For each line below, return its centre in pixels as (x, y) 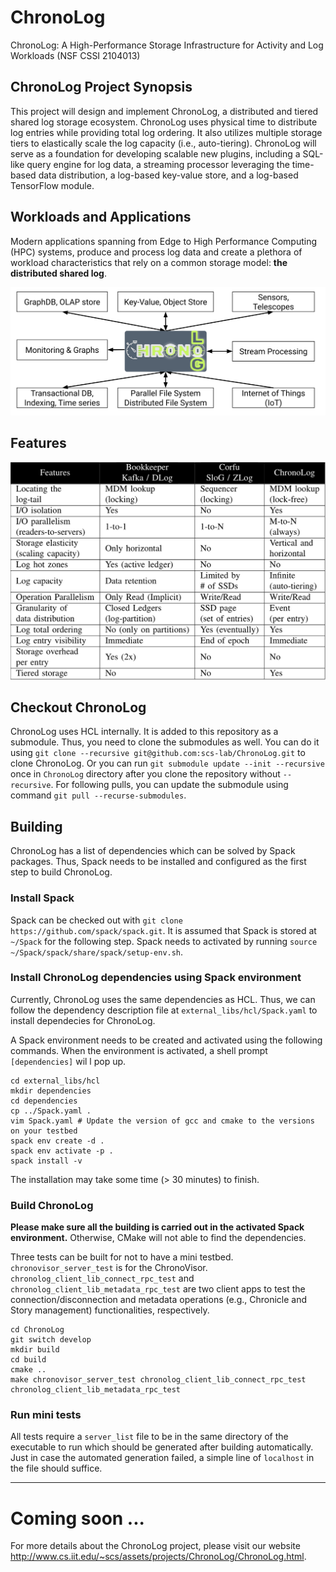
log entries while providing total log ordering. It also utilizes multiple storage (166, 132)
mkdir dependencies (51, 1091)
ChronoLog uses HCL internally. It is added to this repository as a (144, 732)
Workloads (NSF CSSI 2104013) (75, 55)
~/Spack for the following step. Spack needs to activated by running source (164, 941)
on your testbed (44, 1131)
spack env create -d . (57, 1141)
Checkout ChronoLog (78, 707)
